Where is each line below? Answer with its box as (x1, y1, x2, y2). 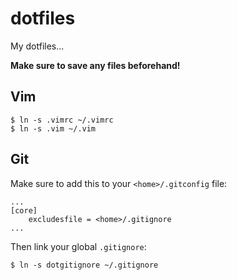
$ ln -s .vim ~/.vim (10, 123, 97, 134)
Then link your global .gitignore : (10, 240, 147, 252)
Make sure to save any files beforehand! (10, 59, 181, 71)
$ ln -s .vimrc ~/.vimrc (10, 115, 114, 125)
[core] (10, 205, 38, 216)
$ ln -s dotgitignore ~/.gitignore (10, 260, 159, 270)
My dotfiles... (10, 40, 65, 52)
